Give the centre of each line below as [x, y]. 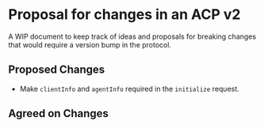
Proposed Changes [57, 70]
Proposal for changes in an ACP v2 [124, 15]
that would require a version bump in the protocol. [90, 44]
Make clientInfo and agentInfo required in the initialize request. [129, 88]
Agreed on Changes [59, 113]
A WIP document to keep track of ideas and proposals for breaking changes [132, 36]
